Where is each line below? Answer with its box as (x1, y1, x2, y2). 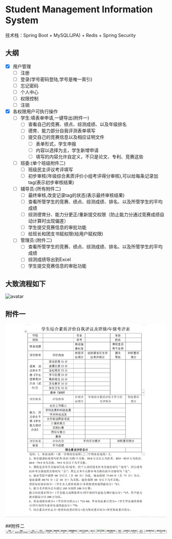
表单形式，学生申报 (35, 140, 77, 147)
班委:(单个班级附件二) (20, 160, 66, 166)
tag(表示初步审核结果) (28, 179, 74, 185)
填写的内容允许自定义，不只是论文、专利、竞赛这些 (35, 153, 144, 160)
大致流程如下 (5, 279, 46, 288)
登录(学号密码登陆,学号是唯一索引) (20, 76, 93, 82)
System (5, 14, 39, 26)
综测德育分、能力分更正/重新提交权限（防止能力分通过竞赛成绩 (28, 212, 160, 218)
